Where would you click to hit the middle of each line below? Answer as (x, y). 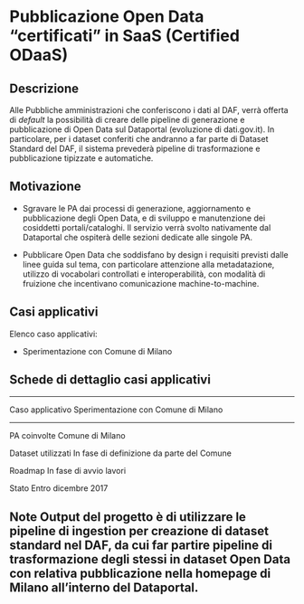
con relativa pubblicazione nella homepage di (140, 573)
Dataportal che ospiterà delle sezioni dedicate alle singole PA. (138, 237)
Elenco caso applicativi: (53, 334)
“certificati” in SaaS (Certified (124, 36)
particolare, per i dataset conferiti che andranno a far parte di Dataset (139, 139)
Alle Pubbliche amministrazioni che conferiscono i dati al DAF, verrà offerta (149, 110)
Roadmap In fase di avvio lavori (68, 471)
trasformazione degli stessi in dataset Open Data (150, 559)
